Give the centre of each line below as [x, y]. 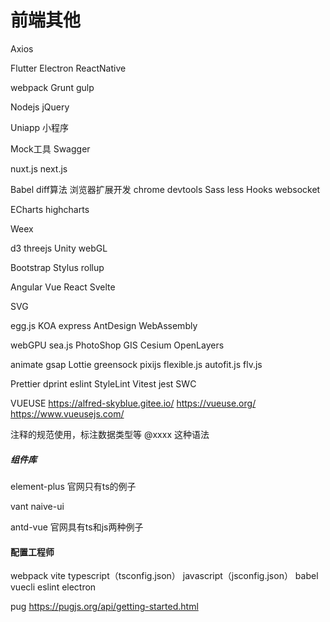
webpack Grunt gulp [52, 87]
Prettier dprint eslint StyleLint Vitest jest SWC [103, 383]
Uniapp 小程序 [40, 127]
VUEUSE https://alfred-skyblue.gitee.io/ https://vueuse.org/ [133, 403]
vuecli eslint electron [53, 587]
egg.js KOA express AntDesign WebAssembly [104, 325]
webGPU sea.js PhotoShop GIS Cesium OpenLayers [117, 345]
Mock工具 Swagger [50, 148]
